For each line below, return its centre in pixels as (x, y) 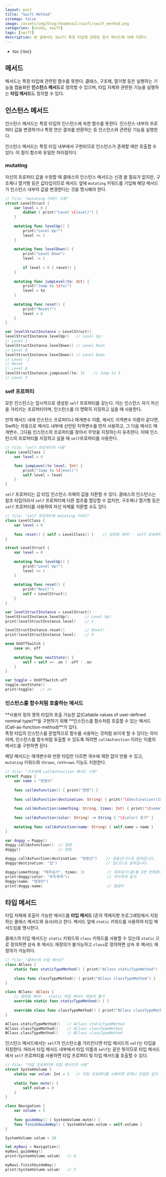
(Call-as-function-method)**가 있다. (41, 727)
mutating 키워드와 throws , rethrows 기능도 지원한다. (56, 762)
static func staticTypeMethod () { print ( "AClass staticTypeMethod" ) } (88, 969)
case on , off (27, 649)
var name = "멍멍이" (34, 781)
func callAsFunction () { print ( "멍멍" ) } (56, 790)
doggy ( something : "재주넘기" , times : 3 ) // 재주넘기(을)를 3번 (76, 872)
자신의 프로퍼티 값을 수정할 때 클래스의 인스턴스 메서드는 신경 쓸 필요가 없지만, (80, 177)
